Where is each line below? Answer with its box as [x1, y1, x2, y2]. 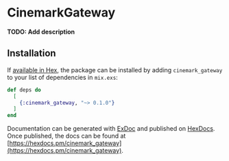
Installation [7, 47, 56, 59]
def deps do [7, 86, 41, 94]
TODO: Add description [7, 28, 75, 36]
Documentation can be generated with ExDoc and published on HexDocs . [7, 125, 215, 133]
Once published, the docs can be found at [7, 132, 126, 140]
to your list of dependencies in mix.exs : [7, 73, 118, 81]
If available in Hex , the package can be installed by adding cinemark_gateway [7, 65, 223, 74]
